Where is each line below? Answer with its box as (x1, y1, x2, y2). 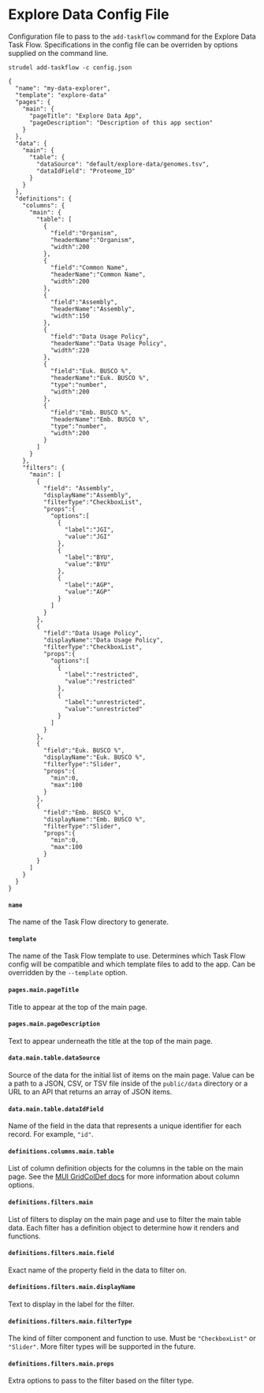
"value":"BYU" (64, 560, 111, 568)
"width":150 (50, 311, 90, 320)
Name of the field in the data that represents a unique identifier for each (8, 1121, 242, 1130)
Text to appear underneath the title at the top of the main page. (8, 1036, 213, 1045)
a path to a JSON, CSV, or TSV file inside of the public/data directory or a (8, 1078, 248, 1088)
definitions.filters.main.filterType (8, 1317, 132, 1325)
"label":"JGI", (64, 526, 114, 534)
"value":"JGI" (64, 532, 111, 541)
